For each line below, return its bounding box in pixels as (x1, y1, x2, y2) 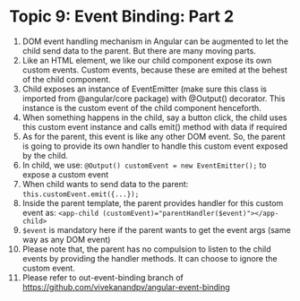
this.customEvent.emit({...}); (21, 190, 140, 199)
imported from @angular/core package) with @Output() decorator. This (21, 92, 286, 104)
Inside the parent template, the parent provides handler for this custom (21, 197, 284, 208)
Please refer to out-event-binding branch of (21, 271, 184, 283)
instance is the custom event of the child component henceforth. (21, 102, 261, 113)
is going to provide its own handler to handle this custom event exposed (21, 141, 288, 151)
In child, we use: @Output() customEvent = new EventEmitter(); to (21, 159, 267, 170)
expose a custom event (21, 168, 109, 180)
